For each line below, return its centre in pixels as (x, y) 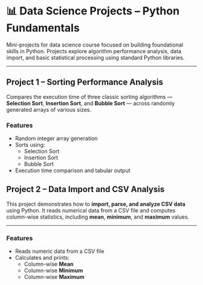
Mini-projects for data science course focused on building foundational (95, 45)
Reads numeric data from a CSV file (60, 251)
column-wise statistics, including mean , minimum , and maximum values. (98, 217)
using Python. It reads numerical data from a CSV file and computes (91, 210)
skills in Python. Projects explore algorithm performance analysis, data (94, 51)
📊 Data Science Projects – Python (93, 11)
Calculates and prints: (42, 258)
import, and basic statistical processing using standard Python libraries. (95, 57)
